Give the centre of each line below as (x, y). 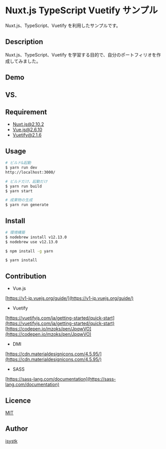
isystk (11, 441)
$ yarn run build (24, 186)
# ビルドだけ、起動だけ (26, 181)
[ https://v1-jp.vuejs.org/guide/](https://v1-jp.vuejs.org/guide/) (69, 298)
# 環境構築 (15, 232)
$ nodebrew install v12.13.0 (36, 237)
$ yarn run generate (27, 205)
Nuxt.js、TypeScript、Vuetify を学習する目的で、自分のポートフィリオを (81, 54)
